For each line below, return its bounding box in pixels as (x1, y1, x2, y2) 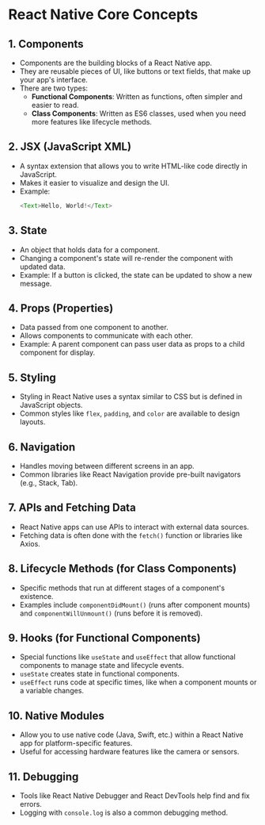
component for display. (19, 347, 96, 358)
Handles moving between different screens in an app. (19, 461, 195, 470)
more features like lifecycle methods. (31, 117, 153, 126)
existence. (19, 591, 54, 601)
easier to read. (31, 101, 79, 109)
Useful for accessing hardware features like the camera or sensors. (19, 747, 240, 757)
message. (19, 278, 52, 288)
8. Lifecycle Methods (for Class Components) (8, 562, 237, 576)
